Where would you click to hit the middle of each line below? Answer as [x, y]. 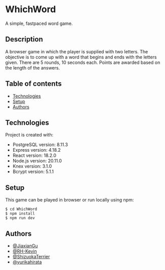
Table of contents [33, 84]
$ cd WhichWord [21, 209]
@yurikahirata [27, 262]
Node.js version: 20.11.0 [37, 161]
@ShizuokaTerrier [31, 257]
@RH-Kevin [25, 251]
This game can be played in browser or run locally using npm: [70, 200]
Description [24, 39]
